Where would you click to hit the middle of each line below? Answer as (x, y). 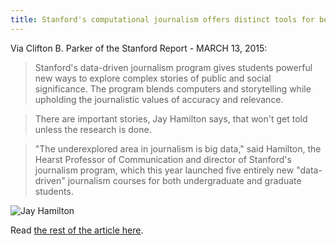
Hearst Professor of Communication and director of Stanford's (163, 159)
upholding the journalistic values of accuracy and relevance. (159, 99)
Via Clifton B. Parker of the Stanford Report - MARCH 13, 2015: (139, 48)
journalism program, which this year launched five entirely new (164, 170)
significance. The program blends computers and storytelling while (173, 88)
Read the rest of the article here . (77, 230)
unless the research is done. (93, 129)
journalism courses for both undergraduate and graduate (184, 180)
